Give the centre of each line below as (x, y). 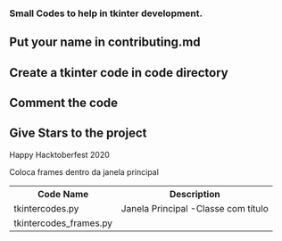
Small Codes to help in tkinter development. (106, 13)
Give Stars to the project (78, 133)
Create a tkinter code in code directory (119, 73)
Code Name (63, 194)
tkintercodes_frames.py (63, 223)
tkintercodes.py (46, 208)
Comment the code (64, 103)
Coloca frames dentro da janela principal (84, 171)
